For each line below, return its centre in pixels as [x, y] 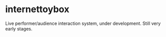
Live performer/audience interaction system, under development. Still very [83, 23]
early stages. [19, 28]
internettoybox [37, 9]
